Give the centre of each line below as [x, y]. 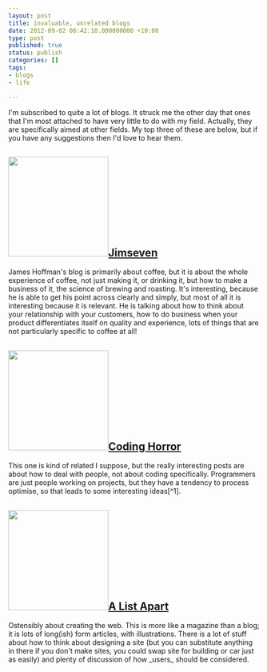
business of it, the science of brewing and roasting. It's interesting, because [133, 289]
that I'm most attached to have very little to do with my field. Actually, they [130, 121]
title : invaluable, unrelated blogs [69, 23]
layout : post [30, 16]
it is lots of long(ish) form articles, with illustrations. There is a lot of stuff [128, 634]
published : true [35, 46]
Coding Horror [145, 446]
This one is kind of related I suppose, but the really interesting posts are [126, 466]
